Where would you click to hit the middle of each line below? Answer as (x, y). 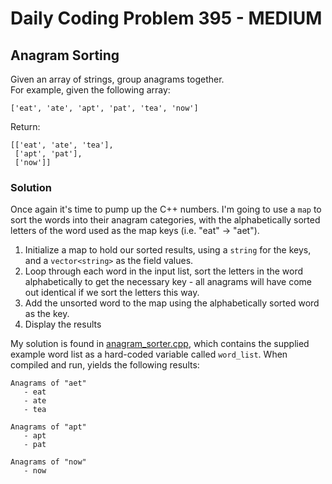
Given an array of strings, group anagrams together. (117, 79)
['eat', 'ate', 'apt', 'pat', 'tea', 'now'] (104, 108)
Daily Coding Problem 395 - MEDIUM (166, 18)
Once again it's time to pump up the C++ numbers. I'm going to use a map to (166, 209)
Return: (25, 126)
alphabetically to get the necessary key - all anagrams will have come (168, 282)
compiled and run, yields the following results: (105, 365)
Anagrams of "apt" (48, 427)
